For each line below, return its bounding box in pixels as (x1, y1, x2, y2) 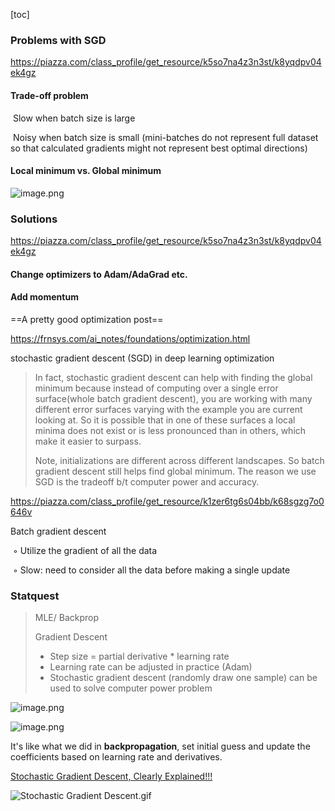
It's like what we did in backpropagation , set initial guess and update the (10, 740, 311, 753)
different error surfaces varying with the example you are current (34, 403, 303, 415)
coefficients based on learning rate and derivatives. (10, 751, 223, 763)
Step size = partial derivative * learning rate (49, 650, 230, 663)
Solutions (10, 212, 58, 226)
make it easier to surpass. (34, 435, 142, 447)
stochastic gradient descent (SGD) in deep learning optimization (10, 352, 275, 364)
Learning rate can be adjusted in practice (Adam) (49, 661, 253, 673)
